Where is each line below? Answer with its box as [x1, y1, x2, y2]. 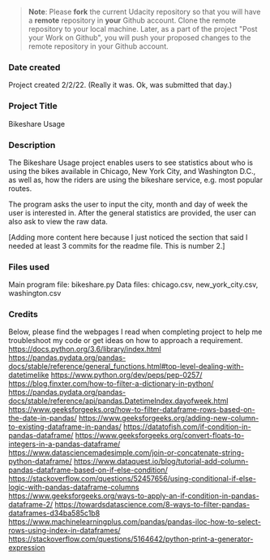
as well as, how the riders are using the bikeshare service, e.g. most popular [8, 175, 264, 184]
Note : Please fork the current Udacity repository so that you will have [28, 7, 261, 16]
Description [8, 139, 56, 150]
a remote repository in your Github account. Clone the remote [28, 15, 237, 25]
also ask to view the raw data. [8, 216, 108, 226]
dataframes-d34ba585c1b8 [8, 508, 101, 519]
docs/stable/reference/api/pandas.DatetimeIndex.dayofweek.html [8, 396, 229, 406]
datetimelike [8, 370, 49, 380]
